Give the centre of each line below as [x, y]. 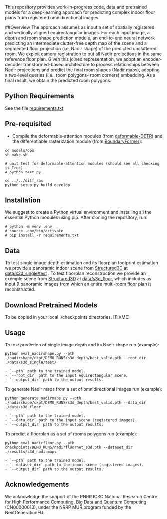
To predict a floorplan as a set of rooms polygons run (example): [71, 434]
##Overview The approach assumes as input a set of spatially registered [80, 27]
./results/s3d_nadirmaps [31, 451]
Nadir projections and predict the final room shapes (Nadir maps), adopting [82, 70]
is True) [14, 168]
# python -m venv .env [29, 227]
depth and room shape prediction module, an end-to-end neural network [80, 38]
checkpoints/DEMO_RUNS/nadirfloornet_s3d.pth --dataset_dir [69, 447]
